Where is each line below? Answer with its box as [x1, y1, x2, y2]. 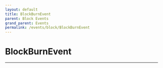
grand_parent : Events [5, 20, 49, 26]
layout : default [5, 7, 38, 12]
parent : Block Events [5, 16, 49, 21]
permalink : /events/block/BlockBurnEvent [5, 25, 90, 30]
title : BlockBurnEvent [5, 12, 51, 17]
